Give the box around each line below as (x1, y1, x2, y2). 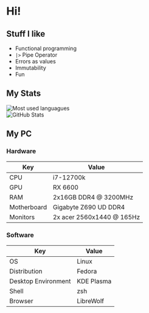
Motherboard (9, 203, 47, 211)
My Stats (6, 88, 41, 99)
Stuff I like (6, 29, 46, 39)
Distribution (9, 267, 43, 275)
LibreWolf (77, 297, 105, 305)
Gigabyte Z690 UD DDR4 (52, 203, 125, 211)
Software (6, 231, 35, 239)
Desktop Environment (9, 276, 71, 285)
